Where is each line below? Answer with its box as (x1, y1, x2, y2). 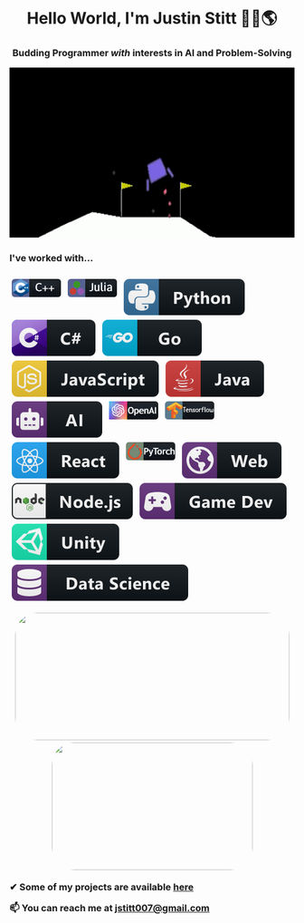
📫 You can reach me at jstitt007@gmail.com (9, 902, 210, 915)
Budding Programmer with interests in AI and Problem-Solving (12, 47, 292, 60)
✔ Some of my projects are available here (9, 881, 195, 894)
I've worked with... (9, 252, 93, 265)
